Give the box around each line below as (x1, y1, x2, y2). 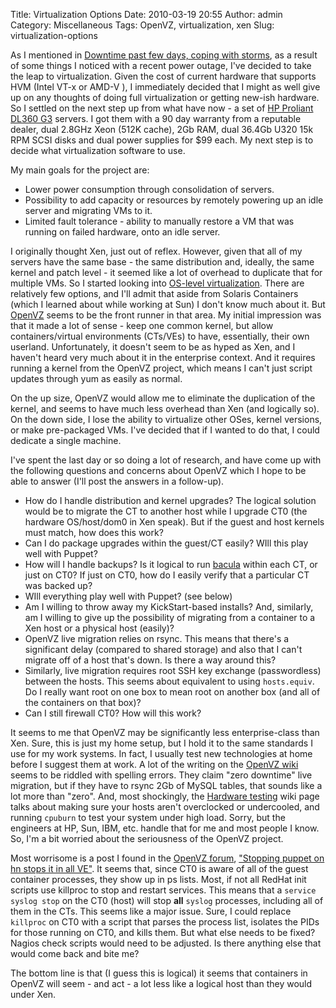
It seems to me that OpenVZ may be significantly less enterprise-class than (10, 727, 320, 738)
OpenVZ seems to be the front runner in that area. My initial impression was (10, 309, 322, 321)
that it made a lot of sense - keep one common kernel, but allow (10, 320, 274, 331)
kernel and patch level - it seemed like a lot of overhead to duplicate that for (10, 267, 323, 278)
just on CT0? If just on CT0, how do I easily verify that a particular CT (24, 569, 310, 581)
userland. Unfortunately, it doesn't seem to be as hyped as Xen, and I (10, 341, 296, 353)
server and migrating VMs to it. (24, 205, 153, 216)
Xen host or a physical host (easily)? (24, 622, 175, 634)
